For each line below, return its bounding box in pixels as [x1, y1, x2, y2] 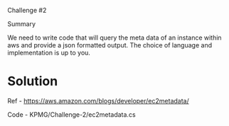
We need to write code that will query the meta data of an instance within [7, 33, 222, 42]
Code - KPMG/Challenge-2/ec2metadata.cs [7, 110, 137, 119]
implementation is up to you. [7, 49, 91, 57]
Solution [7, 74, 58, 89]
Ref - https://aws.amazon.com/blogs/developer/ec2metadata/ [7, 96, 190, 105]
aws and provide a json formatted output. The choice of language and [7, 41, 212, 49]
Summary [7, 20, 36, 28]
